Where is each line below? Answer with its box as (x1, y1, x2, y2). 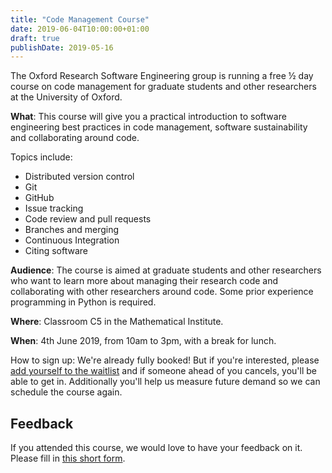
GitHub (24, 192, 55, 204)
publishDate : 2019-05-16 (10, 42, 114, 53)
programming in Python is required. (10, 296, 157, 308)
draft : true (10, 33, 60, 43)
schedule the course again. (10, 386, 123, 398)
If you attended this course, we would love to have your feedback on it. (10, 442, 303, 454)
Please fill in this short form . (10, 452, 126, 465)
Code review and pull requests (24, 213, 152, 225)
